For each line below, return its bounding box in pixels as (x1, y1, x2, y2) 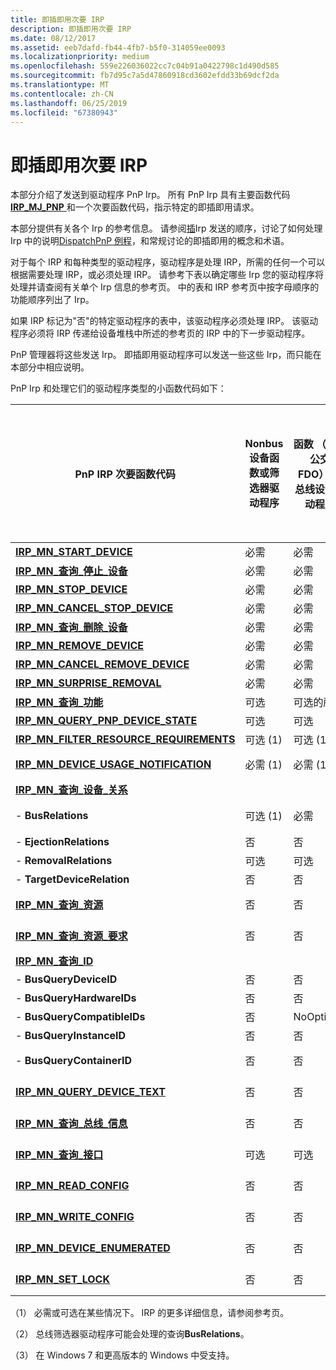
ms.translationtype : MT (10, 80, 110, 90)
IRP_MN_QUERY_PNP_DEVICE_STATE (15, 714, 198, 728)
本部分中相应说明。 (10, 361, 90, 373)
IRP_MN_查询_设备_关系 (15, 783, 128, 797)
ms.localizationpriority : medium (10, 52, 150, 62)
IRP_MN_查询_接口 (15, 1148, 104, 1162)
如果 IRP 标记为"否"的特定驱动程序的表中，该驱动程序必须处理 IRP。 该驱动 (10, 315, 319, 327)
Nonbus (244, 437, 284, 451)
